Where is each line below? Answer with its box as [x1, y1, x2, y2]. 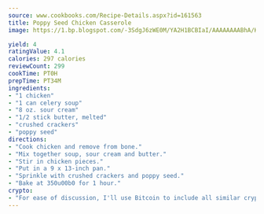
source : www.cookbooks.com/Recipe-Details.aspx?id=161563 [8, 11, 202, 20]
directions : [8, 135, 47, 143]
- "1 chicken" [8, 91, 55, 99]
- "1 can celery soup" [8, 99, 82, 107]
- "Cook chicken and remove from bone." [8, 142, 143, 150]
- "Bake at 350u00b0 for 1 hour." [8, 179, 122, 187]
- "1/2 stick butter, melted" [8, 113, 108, 122]
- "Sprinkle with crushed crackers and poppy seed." [8, 172, 185, 180]
